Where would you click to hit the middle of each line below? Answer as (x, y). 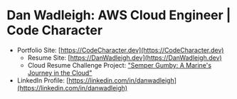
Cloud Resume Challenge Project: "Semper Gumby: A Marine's (119, 65)
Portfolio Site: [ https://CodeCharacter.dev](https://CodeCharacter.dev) (120, 50)
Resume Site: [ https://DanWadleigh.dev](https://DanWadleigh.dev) (125, 58)
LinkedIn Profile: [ (43, 80)
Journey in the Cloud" (60, 73)
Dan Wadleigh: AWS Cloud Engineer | (119, 15)
